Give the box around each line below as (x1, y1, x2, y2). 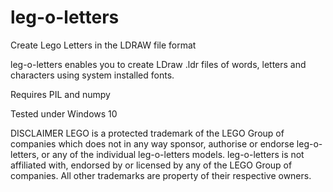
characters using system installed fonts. (10, 69, 175, 81)
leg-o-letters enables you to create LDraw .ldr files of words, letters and (10, 58, 307, 70)
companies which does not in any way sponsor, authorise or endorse (10, 137, 295, 150)
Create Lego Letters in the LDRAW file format (10, 39, 197, 51)
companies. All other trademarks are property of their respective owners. (10, 169, 312, 181)
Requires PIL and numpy (10, 88, 111, 100)
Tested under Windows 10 (10, 107, 118, 120)
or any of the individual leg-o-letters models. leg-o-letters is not (41, 148, 305, 160)
